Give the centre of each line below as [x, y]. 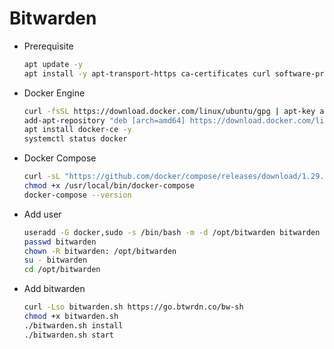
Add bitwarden [54, 289]
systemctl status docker [75, 139]
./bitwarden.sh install [73, 325]
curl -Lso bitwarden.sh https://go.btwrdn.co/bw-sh [133, 307]
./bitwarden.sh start [68, 335]
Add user [42, 214]
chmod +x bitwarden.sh [71, 317]
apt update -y [53, 64]
